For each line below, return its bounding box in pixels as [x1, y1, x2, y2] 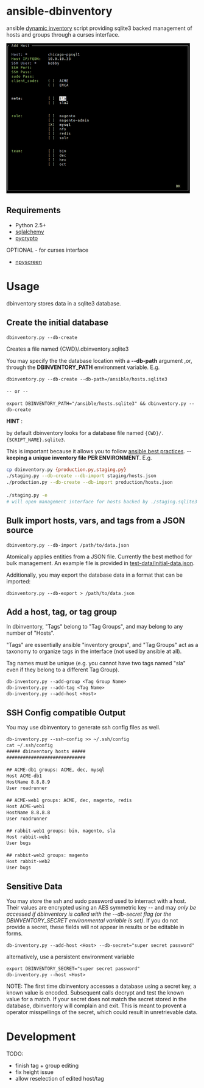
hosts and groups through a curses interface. [6, 31, 120, 38]
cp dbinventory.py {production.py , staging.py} [6, 466, 127, 473]
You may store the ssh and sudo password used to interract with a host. [6, 897, 187, 905]
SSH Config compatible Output [6, 707, 126, 718]
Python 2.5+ [15, 221, 47, 228]
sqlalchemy [15, 228, 44, 235]
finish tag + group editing [15, 1062, 79, 1069]
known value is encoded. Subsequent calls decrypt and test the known [6, 989, 185, 996]
